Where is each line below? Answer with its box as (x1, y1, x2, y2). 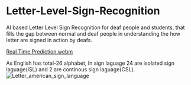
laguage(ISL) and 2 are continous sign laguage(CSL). (6, 65, 135, 73)
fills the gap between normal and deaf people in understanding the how (6, 30, 181, 37)
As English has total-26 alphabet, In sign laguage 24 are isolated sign (6, 59, 174, 67)
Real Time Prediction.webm (6, 48, 73, 55)
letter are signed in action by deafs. (6, 36, 93, 43)
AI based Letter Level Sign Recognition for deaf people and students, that (6, 24, 185, 31)
